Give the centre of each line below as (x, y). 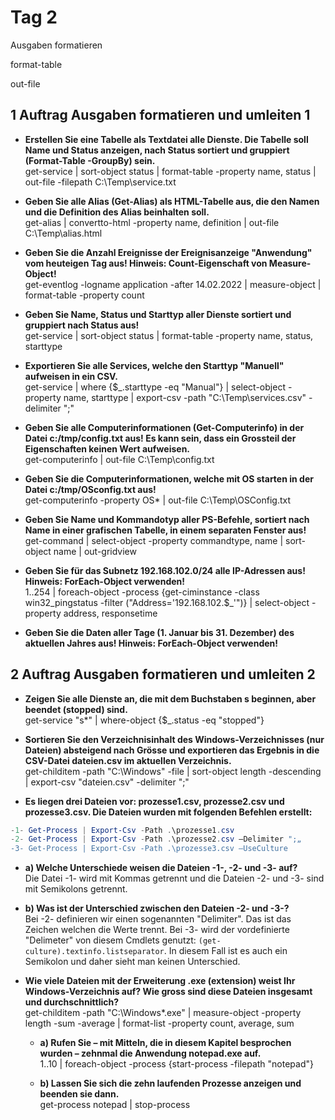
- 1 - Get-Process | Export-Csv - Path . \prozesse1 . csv (122, 830)
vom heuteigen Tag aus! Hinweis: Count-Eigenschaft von (146, 263)
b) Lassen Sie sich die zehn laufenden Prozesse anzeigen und (170, 1083)
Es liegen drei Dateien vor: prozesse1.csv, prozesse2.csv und (154, 801)
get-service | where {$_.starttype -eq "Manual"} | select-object (155, 387)
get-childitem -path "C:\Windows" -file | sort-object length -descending (173, 771)
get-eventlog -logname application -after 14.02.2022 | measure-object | (173, 284)
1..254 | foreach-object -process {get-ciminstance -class (142, 592)
